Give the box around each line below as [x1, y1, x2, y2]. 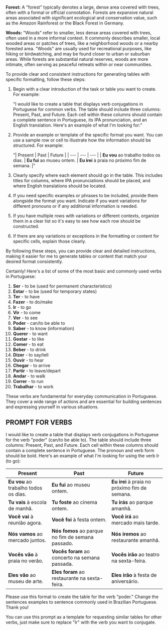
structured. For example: [12, 142, 64, 148]
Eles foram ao [51, 568, 85, 575]
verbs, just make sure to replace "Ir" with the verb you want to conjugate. [5, 619, 156, 625]
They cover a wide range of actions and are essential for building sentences [5, 398, 162, 404]
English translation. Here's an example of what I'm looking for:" [12, 122, 143, 128]
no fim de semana [51, 533, 94, 540]
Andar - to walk [12, 373, 46, 379]
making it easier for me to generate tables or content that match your [5, 253, 148, 259]
